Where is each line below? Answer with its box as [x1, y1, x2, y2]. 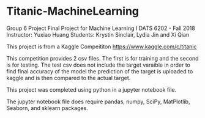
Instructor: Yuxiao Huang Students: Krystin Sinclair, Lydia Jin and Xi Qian [6, 31, 190, 38]
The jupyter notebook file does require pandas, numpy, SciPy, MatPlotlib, [6, 98, 190, 105]
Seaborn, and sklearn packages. [6, 104, 89, 111]
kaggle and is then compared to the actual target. [6, 74, 131, 81]
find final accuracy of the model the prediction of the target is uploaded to [6, 67, 193, 75]
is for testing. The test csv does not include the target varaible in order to [6, 61, 191, 68]
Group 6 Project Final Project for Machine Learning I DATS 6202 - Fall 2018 [6, 24, 196, 32]
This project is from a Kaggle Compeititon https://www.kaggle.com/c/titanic [6, 43, 197, 50]
